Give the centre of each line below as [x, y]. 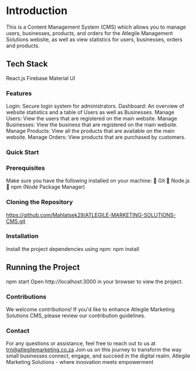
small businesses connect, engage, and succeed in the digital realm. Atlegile [98, 356]
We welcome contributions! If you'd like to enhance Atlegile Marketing [90, 309]
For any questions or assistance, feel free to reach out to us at [81, 343]
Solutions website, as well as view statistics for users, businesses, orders [94, 39]
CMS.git [16, 221]
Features [19, 93]
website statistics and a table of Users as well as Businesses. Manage [90, 112]
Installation [23, 236]
